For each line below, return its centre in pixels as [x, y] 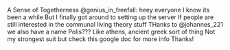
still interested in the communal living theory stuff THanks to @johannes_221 [115, 24]
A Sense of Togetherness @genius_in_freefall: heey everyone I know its [108, 10]
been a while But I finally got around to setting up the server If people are [111, 17]
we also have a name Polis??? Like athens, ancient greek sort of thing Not [111, 32]
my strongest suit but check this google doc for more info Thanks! [101, 39]
